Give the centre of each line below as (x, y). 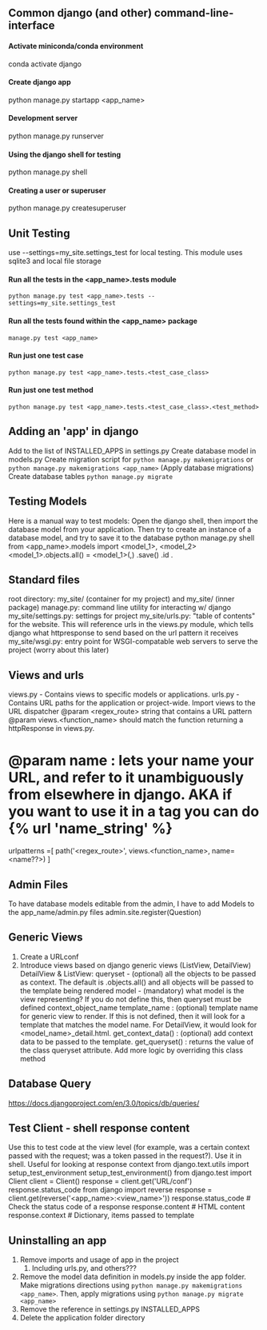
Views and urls (46, 675)
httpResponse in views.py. (52, 729)
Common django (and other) (80, 13)
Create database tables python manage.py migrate (91, 476)
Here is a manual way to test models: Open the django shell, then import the (133, 521)
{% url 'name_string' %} (91, 829)
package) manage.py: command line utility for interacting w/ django (120, 608)
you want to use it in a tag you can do (134, 812)
